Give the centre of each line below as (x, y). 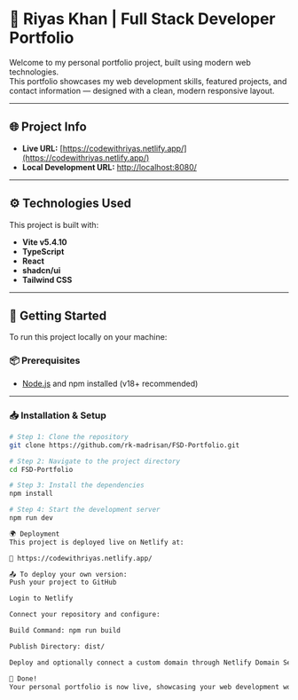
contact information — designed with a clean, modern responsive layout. (142, 90)
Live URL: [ (43, 148)
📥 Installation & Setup (58, 415)
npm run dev (31, 518)
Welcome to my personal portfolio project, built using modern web (130, 62)
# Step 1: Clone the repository (69, 437)
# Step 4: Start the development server (85, 510)
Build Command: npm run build (65, 631)
